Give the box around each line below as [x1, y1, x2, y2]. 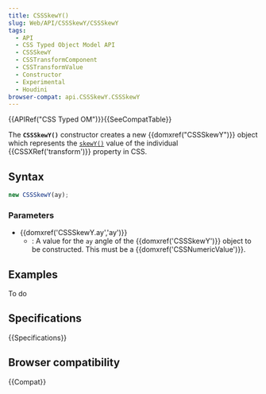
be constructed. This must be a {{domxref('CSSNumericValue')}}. [31, 245, 246, 254]
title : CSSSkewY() [8, 11, 69, 20]
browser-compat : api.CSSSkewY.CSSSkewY [8, 93, 141, 101]
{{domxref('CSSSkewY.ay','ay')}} [19, 228, 128, 238]
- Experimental [15, 78, 66, 86]
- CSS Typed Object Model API [15, 41, 115, 49]
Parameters [8, 210, 54, 221]
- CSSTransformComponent [15, 56, 98, 64]
